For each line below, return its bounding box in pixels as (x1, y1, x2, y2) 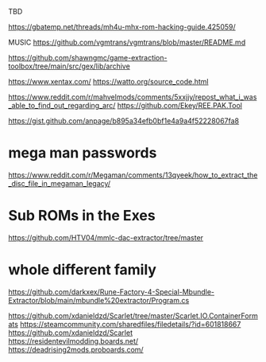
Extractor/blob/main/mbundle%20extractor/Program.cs (8, 295, 190, 305)
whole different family (8, 261, 157, 279)
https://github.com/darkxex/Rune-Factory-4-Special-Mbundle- (8, 286, 215, 297)
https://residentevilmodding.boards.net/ (8, 336, 139, 345)
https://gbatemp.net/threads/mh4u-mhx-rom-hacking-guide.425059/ (8, 22, 236, 31)
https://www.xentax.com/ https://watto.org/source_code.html (8, 77, 209, 86)
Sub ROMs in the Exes (8, 207, 156, 225)
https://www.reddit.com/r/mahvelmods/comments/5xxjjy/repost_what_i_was (8, 92, 257, 102)
